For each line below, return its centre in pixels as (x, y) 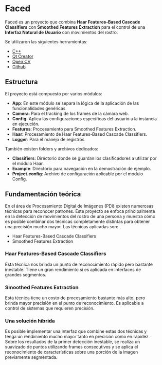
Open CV (21, 61)
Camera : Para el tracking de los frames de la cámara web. (70, 113)
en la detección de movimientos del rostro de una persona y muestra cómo (80, 216)
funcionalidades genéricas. (39, 108)
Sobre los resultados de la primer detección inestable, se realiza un (72, 342)
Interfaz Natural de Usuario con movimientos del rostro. (62, 32)
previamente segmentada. (31, 357)
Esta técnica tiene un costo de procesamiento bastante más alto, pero (75, 298)
